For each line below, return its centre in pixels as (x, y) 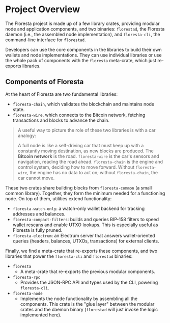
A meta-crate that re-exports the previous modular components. (88, 272)
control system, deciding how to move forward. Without (76, 167)
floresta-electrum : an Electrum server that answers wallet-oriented (84, 235)
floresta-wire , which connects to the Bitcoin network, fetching (79, 115)
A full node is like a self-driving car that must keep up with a (81, 145)
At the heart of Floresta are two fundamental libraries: (62, 94)
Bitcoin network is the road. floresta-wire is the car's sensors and (88, 156)
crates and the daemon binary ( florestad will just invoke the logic (89, 309)
